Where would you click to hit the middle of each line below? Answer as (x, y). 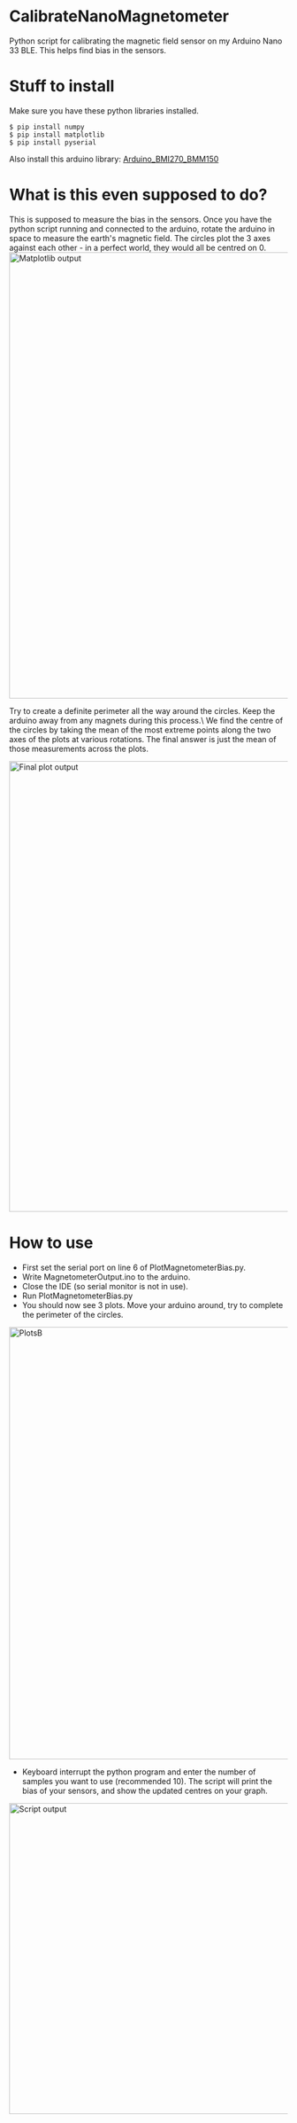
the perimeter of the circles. (72, 1314)
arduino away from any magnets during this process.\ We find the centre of (146, 720)
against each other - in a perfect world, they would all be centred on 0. (138, 247)
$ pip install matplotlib (57, 135)
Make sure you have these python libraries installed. (104, 110)
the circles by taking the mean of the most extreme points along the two (140, 730)
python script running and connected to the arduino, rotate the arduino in (142, 229)
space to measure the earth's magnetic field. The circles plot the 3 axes (140, 238)
